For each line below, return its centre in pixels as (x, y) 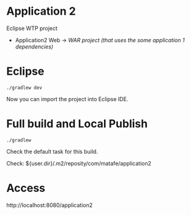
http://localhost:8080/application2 (50, 205)
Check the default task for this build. (52, 151)
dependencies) (34, 47)
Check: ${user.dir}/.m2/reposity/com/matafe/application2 (79, 163)
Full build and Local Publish (77, 124)
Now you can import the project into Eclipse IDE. (67, 99)
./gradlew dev (24, 88)
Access (26, 188)
